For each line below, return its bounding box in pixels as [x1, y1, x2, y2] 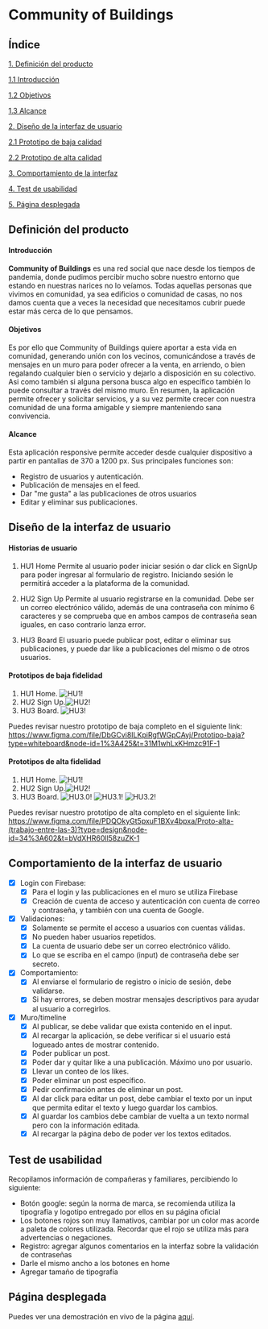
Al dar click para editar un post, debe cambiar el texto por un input [31, 1094, 253, 1103]
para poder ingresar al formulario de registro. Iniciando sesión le [19, 570, 233, 579]
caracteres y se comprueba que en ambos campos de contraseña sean [19, 611, 258, 621]
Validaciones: [19, 914, 65, 924]
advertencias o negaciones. [19, 1233, 113, 1242]
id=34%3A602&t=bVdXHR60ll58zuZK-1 [8, 833, 140, 843]
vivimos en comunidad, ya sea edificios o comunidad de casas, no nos [8, 289, 243, 299]
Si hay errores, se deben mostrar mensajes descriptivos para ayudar [31, 995, 260, 1004]
